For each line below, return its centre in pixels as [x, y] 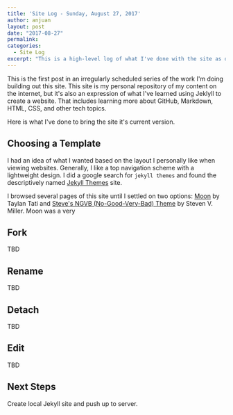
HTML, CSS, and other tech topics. [57, 108]
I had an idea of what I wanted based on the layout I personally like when [111, 160]
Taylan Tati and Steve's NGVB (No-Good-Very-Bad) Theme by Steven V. [110, 203]
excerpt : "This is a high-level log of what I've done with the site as [114, 59]
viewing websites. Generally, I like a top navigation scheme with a [101, 168]
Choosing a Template [54, 144]
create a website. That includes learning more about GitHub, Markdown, [110, 101]
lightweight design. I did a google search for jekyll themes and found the [112, 175]
